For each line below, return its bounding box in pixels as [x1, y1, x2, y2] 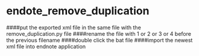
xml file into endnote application [6, 43, 86, 50]
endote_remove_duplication [6, 4, 150, 18]
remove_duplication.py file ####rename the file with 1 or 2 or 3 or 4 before [6, 30, 192, 37]
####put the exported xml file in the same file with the [6, 24, 142, 31]
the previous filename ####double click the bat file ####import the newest [6, 36, 193, 43]
